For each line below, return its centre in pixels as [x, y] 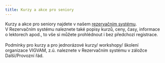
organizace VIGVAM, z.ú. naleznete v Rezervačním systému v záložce [76, 50]
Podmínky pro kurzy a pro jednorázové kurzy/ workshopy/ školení [72, 45]
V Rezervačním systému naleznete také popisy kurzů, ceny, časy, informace [82, 29]
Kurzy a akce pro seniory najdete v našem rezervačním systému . [71, 24]
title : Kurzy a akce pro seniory [40, 10]
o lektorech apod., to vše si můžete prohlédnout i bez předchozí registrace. [82, 34]
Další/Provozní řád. [24, 56]
